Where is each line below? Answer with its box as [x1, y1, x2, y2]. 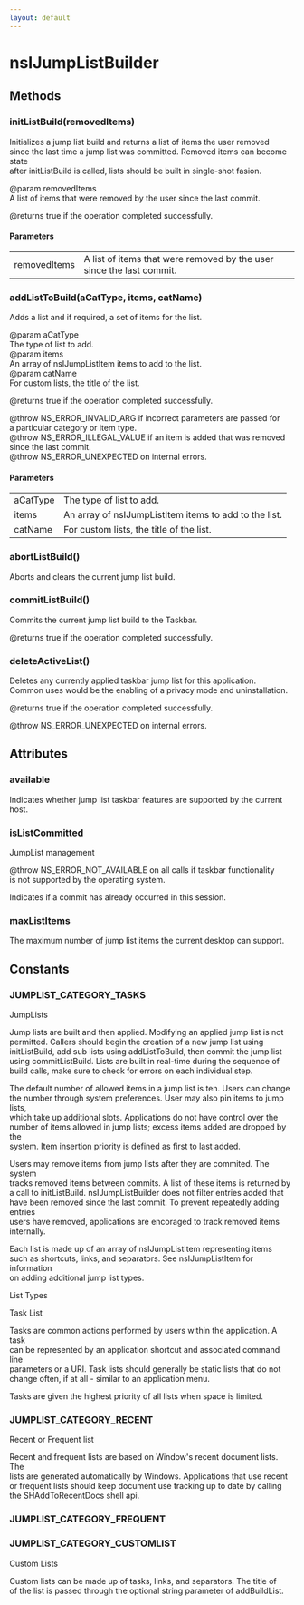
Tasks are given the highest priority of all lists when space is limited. [9, 1391, 264, 1402]
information [9, 1263, 52, 1274]
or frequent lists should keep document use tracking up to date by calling [9, 1481, 282, 1492]
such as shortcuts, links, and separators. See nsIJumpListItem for [9, 1253, 253, 1264]
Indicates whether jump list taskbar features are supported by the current [9, 794, 283, 805]
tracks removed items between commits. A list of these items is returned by [9, 1178, 291, 1189]
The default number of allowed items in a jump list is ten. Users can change [9, 1083, 290, 1094]
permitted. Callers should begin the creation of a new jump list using [9, 1036, 264, 1048]
